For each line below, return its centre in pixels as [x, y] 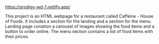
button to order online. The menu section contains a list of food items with [79, 31]
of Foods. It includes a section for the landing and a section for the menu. [79, 21]
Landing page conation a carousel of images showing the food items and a [80, 26]
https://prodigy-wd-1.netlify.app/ [38, 7]
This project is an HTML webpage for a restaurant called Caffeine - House [79, 16]
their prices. [17, 36]
